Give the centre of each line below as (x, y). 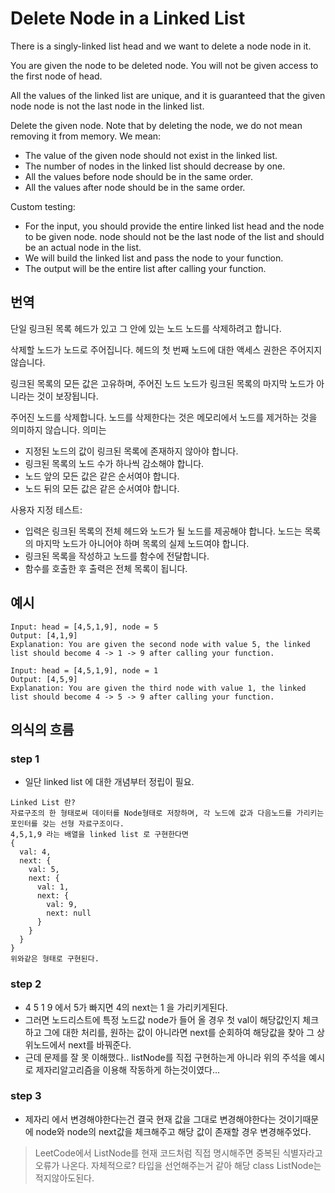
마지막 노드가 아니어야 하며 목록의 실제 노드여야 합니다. (142, 543)
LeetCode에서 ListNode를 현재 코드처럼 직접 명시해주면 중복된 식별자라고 (178, 1153)
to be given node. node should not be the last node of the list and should (174, 236)
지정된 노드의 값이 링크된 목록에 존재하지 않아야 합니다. (131, 451)
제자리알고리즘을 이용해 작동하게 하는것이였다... (128, 1069)
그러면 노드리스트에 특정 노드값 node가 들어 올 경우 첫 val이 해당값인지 (162, 1019)
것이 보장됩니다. (67, 396)
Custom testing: (43, 206)
